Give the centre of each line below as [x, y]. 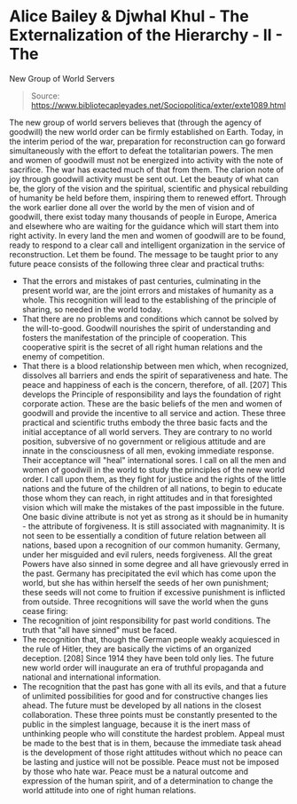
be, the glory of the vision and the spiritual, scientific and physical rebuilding [148, 188]
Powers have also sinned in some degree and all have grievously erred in [155, 564]
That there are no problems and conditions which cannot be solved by [150, 319]
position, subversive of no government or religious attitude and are [144, 441]
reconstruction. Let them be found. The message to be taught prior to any [144, 254]
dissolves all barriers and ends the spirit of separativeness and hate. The [155, 375]
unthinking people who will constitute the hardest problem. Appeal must [153, 733]
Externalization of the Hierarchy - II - [146, 35]
